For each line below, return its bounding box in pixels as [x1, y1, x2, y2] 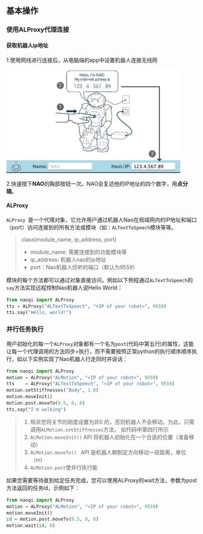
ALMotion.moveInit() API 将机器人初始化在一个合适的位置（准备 [30, 433, 189, 441]
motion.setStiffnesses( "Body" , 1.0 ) [6, 387, 99, 393]
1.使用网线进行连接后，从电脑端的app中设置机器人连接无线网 [6, 56, 158, 64]
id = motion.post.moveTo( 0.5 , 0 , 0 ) [6, 516, 99, 522]
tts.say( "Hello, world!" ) [6, 309, 72, 316]
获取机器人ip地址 [6, 41, 48, 49]
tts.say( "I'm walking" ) [6, 406, 67, 413]
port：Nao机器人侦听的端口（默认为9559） [30, 263, 138, 271]
